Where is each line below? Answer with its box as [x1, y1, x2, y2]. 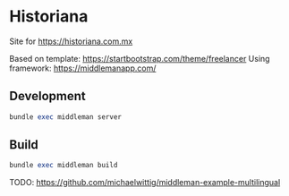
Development [9, 89, 87, 104]
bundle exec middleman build [9, 161, 118, 170]
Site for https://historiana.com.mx [9, 36, 133, 47]
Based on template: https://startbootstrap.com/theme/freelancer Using [9, 53, 270, 64]
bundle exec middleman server [9, 112, 123, 122]
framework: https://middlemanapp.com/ [9, 63, 157, 73]
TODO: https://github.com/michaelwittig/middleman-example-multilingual [9, 177, 281, 188]
